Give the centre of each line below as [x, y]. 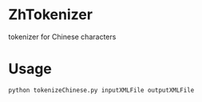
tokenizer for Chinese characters [62, 37]
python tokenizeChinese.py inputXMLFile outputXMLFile [101, 90]
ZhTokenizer [51, 15]
